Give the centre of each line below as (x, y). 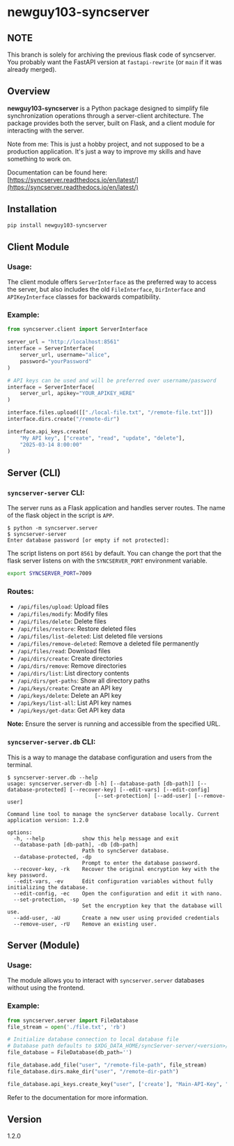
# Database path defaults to (49, 1046)
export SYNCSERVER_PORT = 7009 (49, 574)
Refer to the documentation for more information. (78, 1097)
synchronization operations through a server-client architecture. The (106, 115)
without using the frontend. (46, 988)
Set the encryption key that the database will (152, 906)
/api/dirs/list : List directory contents (73, 674)
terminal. (20, 764)
